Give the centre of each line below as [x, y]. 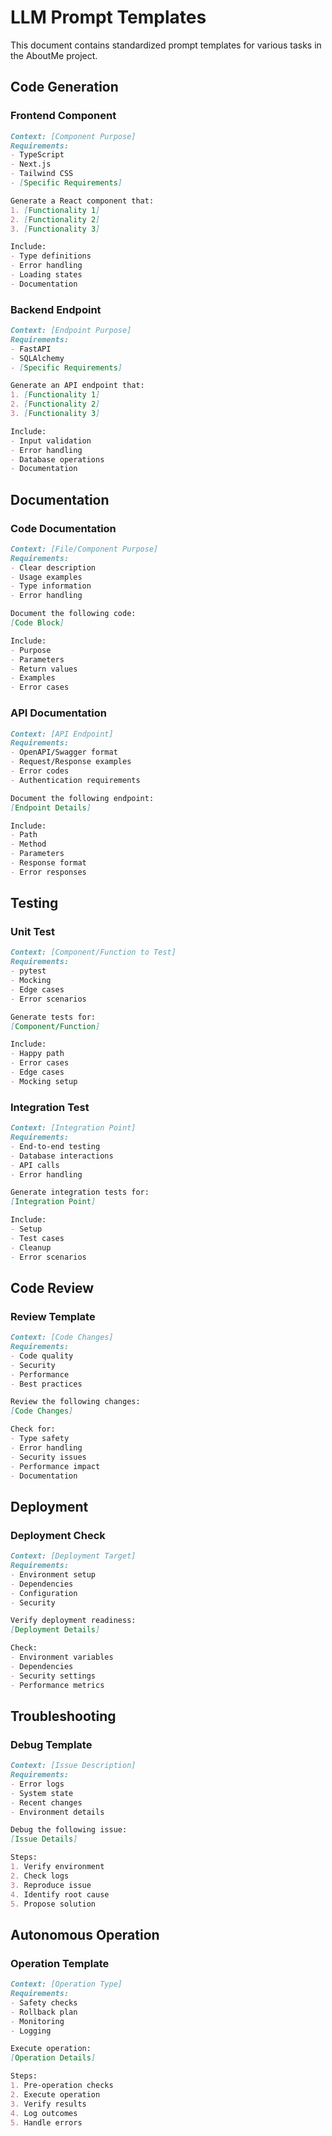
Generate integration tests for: [80, 1192]
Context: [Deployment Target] [73, 1556]
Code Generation [64, 87]
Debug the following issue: [69, 1830]
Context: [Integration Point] [73, 1128]
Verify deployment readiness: [73, 1621]
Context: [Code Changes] [62, 1337]
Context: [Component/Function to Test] [93, 952]
